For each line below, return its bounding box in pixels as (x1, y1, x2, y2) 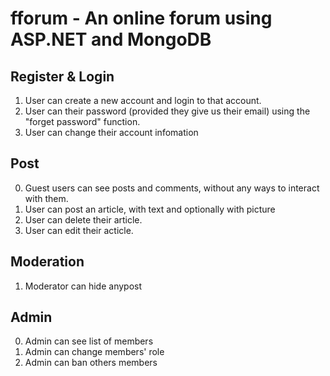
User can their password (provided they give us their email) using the (24, 105, 311, 117)
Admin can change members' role (24, 346, 165, 358)
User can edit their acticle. (24, 224, 134, 236)
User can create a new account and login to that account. (24, 95, 262, 106)
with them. (24, 192, 69, 204)
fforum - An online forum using (10, 7, 273, 30)
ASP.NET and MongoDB (10, 28, 212, 51)
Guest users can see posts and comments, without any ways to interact (24, 182, 320, 194)
